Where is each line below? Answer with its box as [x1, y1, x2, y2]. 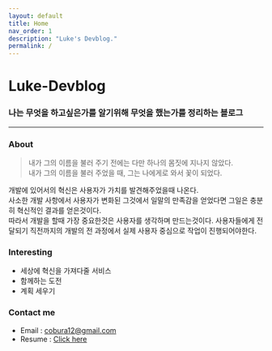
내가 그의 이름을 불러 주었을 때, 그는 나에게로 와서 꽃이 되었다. [28, 168, 223, 178]
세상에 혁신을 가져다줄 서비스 [19, 266, 112, 276]
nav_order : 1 [8, 27, 53, 35]
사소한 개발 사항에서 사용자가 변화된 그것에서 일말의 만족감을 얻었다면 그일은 [8, 195, 249, 205]
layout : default [8, 11, 63, 20]
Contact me [8, 307, 56, 319]
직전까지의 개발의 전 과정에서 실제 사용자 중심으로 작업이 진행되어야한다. [29, 225, 257, 235]
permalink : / [8, 42, 53, 50]
